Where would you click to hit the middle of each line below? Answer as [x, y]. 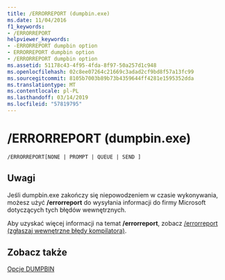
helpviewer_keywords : [39, 40]
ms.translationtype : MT [42, 85]
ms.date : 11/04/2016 [37, 20]
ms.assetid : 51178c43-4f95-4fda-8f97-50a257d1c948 [82, 65]
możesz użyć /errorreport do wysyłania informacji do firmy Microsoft [107, 202]
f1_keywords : [26, 26]
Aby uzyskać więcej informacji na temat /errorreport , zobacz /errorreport [112, 223]
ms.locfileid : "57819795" [44, 104]
